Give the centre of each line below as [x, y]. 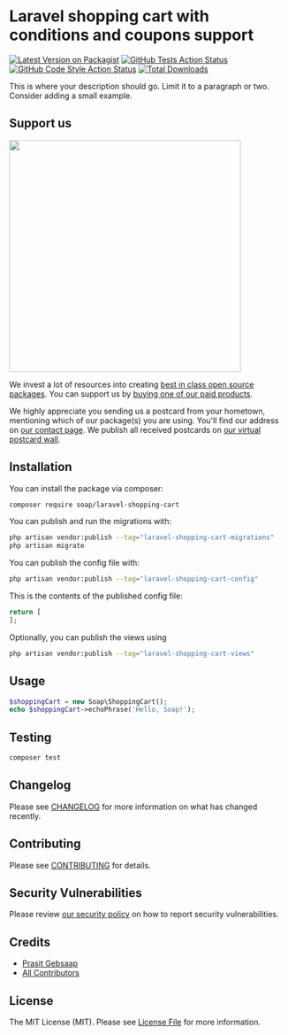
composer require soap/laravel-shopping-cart [94, 505]
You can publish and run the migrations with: [91, 521]
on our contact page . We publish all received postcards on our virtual [135, 429]
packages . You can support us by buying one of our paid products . [131, 394]
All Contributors [50, 973]
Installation [41, 467]
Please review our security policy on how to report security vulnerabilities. [144, 915]
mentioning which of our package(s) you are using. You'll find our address [144, 420]
